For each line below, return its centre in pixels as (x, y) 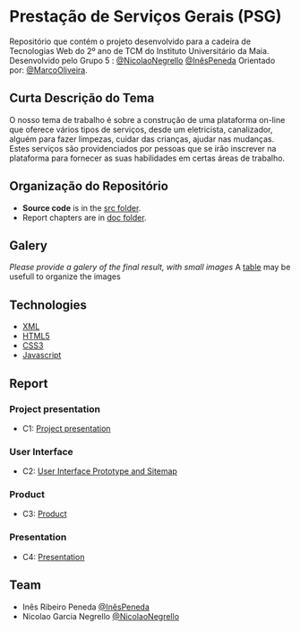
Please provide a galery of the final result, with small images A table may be (150, 267)
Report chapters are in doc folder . (84, 217)
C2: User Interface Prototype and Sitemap (99, 471)
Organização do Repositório (89, 186)
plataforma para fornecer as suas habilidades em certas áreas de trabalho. (147, 158)
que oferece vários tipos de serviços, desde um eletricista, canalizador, (141, 129)
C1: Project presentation (66, 428)
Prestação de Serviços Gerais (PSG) (146, 17)
